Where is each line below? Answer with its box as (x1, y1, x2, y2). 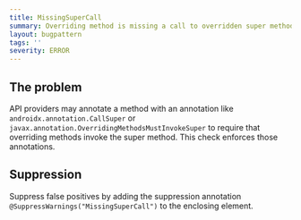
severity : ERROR (9, 47, 70, 55)
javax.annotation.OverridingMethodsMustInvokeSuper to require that (9, 122, 261, 132)
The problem (9, 80, 82, 95)
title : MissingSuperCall (9, 13, 102, 22)
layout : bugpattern (9, 30, 82, 38)
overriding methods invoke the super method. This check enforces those (9, 131, 279, 142)
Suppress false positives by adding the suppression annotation (9, 190, 242, 201)
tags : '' (9, 38, 42, 47)
